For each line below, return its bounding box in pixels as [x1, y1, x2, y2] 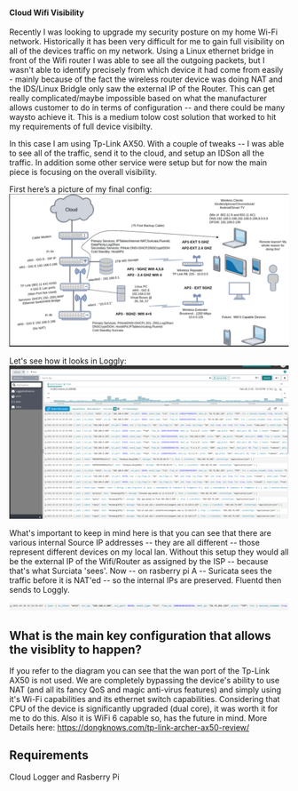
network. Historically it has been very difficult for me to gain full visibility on [9, 36, 286, 47]
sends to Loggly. [9, 585, 70, 595]
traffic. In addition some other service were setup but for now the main [9, 157, 268, 168]
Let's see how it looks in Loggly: [9, 356, 127, 366]
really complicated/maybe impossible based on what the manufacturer [9, 93, 268, 104]
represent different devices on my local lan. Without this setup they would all [9, 547, 289, 557]
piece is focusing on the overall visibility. [9, 167, 158, 178]
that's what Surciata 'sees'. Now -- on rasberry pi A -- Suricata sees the [9, 565, 272, 577]
